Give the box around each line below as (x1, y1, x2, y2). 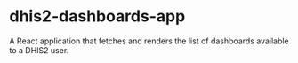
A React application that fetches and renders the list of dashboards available (9, 35, 289, 46)
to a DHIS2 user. (9, 44, 69, 55)
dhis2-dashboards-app (9, 6, 186, 27)
